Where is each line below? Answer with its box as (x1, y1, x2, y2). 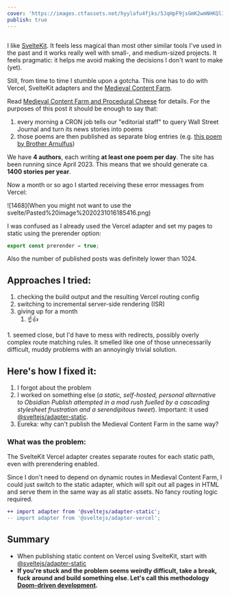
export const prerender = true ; (7, 242, 99, 249)
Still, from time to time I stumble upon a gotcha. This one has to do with (7, 76, 208, 84)
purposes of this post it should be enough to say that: (7, 104, 158, 112)
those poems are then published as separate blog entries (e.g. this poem (16, 132, 222, 141)
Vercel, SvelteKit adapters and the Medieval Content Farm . (7, 84, 172, 92)
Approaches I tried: (7, 274, 91, 286)
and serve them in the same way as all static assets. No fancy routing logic (7, 488, 218, 496)
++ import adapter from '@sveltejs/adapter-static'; (7, 508, 161, 515)
